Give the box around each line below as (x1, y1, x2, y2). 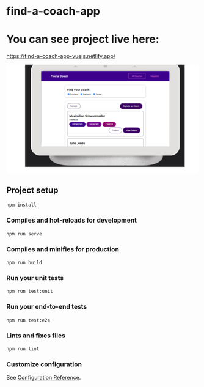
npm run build (6, 260, 43, 266)
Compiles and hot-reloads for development (6, 216, 137, 224)
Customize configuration (6, 359, 82, 368)
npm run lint (6, 345, 40, 352)
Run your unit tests (6, 273, 64, 282)
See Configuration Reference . (6, 374, 81, 381)
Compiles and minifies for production (6, 245, 119, 253)
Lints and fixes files (6, 331, 66, 340)
